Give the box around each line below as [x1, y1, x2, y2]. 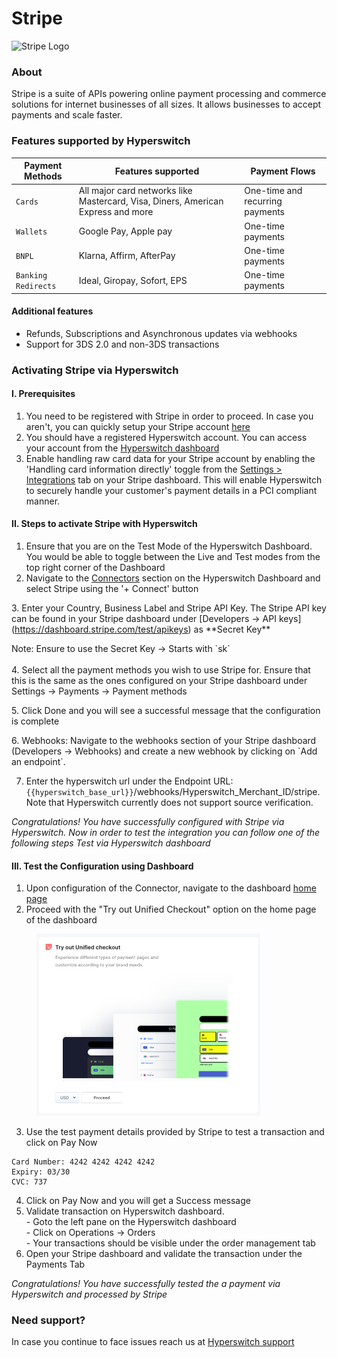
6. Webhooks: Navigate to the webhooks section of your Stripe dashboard [11, 735, 317, 747]
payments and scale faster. [11, 109, 123, 121]
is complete [11, 715, 60, 727]
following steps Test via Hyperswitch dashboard [11, 837, 211, 849]
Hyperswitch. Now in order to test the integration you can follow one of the [11, 827, 321, 839]
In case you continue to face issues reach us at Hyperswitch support [11, 1335, 295, 1347]
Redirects [15, 282, 57, 292]
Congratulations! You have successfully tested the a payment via [11, 1277, 281, 1289]
